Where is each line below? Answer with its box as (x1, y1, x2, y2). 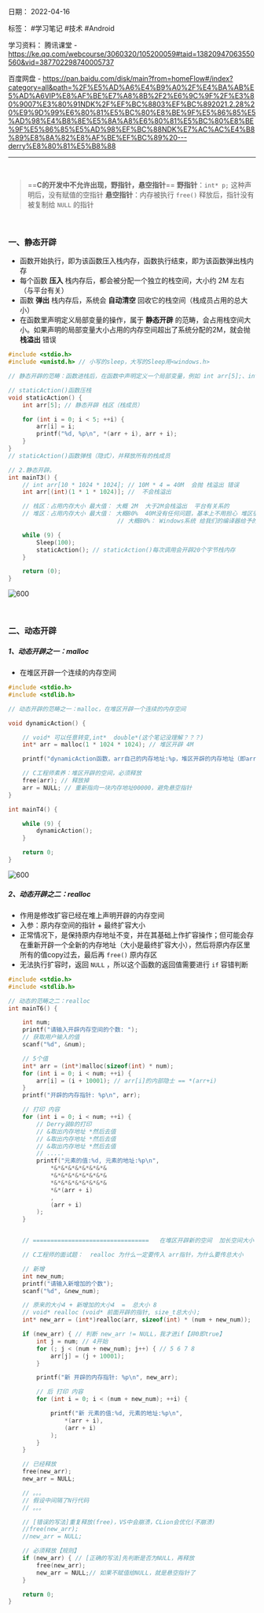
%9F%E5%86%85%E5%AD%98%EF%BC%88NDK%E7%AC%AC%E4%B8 (8, 125, 255, 134)
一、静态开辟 (8, 236, 57, 247)
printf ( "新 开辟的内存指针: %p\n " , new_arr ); (36, 1373, 178, 1381)
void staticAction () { (8, 393, 82, 402)
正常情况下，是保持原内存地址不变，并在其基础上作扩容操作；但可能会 (19, 930, 247, 939)
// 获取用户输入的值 (22, 1033, 80, 1042)
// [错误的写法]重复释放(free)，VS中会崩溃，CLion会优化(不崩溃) (22, 1518, 216, 1526)
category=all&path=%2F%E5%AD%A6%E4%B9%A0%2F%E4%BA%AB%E (8, 83, 255, 92)
